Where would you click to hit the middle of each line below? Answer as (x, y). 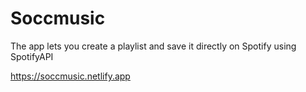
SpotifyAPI (32, 56)
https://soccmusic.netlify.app (70, 76)
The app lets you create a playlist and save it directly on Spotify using (153, 46)
